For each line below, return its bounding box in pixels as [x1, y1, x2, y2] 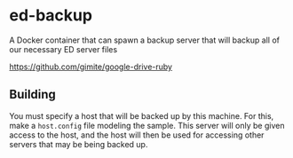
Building [9, 87, 56, 102]
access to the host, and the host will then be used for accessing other [9, 130, 265, 140]
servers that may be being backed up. [9, 138, 148, 149]
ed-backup [9, 5, 93, 26]
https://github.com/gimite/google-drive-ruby [9, 61, 173, 72]
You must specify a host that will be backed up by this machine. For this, [9, 110, 274, 121]
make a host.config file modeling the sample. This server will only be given [9, 120, 285, 130]
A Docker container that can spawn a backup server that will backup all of [9, 35, 280, 45]
